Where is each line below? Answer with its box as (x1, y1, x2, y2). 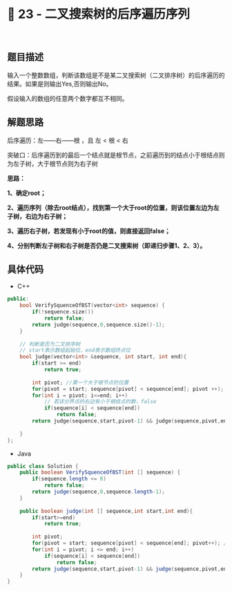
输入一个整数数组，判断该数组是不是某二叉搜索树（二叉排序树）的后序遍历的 (7, 70, 225, 79)
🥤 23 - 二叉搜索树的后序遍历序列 (7, 6, 191, 22)
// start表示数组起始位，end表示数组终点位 (19, 347, 131, 354)
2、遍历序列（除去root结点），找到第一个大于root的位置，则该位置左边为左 (7, 203, 220, 211)
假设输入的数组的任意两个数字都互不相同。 (7, 94, 128, 102)
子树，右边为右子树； (7, 212, 68, 220)
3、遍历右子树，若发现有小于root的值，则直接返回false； (7, 226, 171, 235)
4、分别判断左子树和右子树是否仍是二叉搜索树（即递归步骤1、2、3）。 (7, 241, 206, 249)
